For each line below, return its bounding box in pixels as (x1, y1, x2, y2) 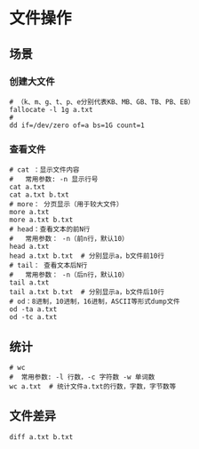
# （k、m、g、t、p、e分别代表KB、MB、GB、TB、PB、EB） (9, 97, 195, 107)
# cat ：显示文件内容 (9, 165, 80, 174)
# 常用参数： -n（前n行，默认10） (9, 235, 129, 244)
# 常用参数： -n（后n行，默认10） (9, 270, 129, 280)
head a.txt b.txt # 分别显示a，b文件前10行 (9, 252, 164, 261)
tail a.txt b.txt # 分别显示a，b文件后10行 (9, 288, 164, 297)
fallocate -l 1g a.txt (9, 105, 93, 114)
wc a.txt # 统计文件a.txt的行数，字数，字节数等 (9, 381, 177, 391)
